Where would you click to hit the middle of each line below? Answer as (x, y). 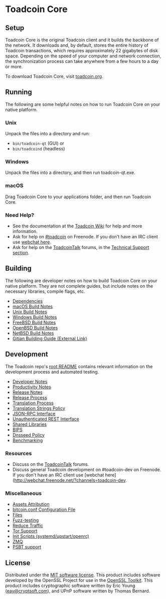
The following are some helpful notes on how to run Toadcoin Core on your (83, 104)
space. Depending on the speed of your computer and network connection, (83, 56)
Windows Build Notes (35, 317)
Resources (19, 453)
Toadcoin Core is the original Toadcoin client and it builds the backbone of (82, 40)
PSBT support (27, 547)
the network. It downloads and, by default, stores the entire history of (77, 45)
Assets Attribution (31, 504)
